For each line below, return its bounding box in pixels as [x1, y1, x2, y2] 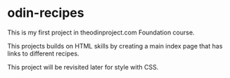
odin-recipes [7, 5, 84, 21]
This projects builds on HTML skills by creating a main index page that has [7, 41, 223, 50]
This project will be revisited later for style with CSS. [7, 63, 159, 71]
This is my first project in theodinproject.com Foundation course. [7, 28, 195, 37]
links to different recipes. [7, 49, 79, 58]
